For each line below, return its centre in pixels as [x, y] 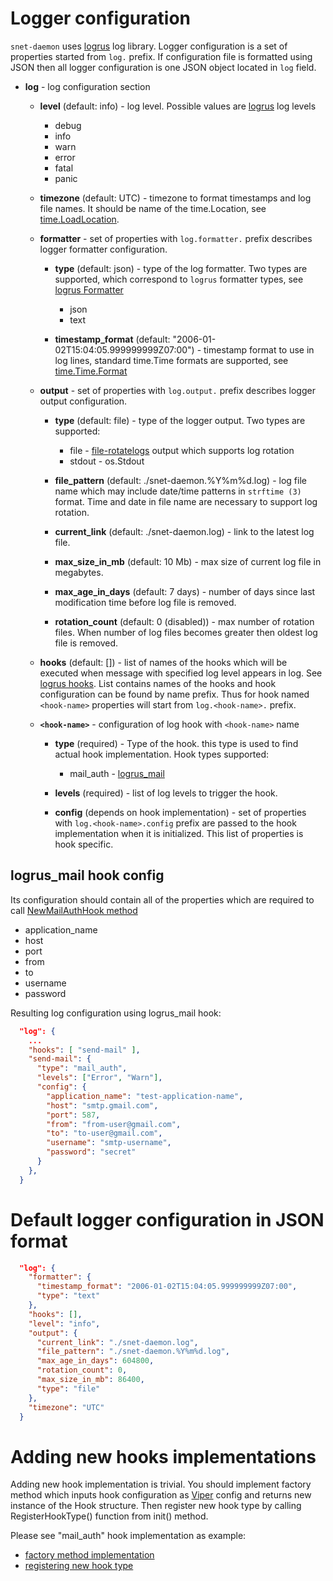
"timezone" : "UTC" [66, 1407]
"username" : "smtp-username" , [109, 1143]
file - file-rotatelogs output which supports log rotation [182, 450]
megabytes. [79, 572]
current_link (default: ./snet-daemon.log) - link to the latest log [184, 531]
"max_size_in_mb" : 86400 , [90, 1380]
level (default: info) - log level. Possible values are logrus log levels [178, 106]
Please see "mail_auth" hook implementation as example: [128, 1536]
